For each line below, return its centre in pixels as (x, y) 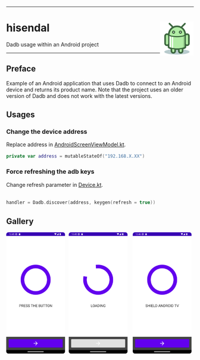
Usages (21, 115)
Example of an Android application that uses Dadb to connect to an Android (99, 83)
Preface (21, 69)
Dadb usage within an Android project (53, 44)
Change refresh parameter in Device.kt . (54, 184)
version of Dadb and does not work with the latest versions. (79, 96)
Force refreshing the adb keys (50, 172)
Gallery (20, 221)
